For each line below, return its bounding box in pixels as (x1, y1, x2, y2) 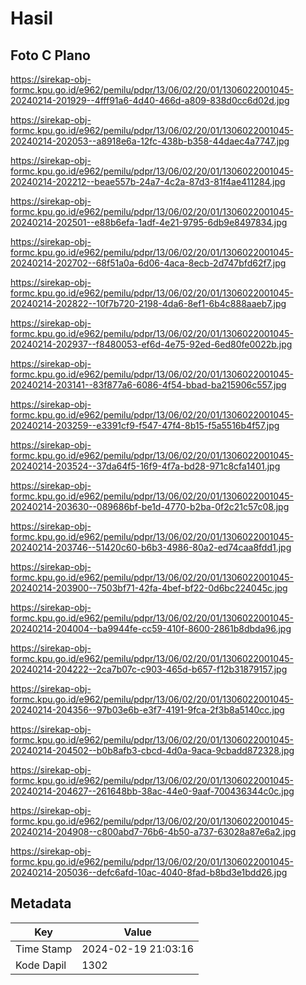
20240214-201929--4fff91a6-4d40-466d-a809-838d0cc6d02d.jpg (10, 95, 290, 106)
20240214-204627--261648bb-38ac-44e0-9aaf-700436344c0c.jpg (10, 785, 295, 797)
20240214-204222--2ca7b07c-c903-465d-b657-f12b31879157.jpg (10, 663, 288, 675)
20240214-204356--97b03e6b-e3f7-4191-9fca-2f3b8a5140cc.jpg (10, 704, 285, 716)
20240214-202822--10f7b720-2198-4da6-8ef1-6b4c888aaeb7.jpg (10, 298, 287, 309)
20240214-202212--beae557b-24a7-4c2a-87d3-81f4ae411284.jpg (10, 176, 286, 187)
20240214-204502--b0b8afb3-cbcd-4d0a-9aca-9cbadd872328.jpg (10, 745, 295, 756)
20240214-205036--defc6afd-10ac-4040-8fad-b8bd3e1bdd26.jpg (10, 867, 288, 878)
